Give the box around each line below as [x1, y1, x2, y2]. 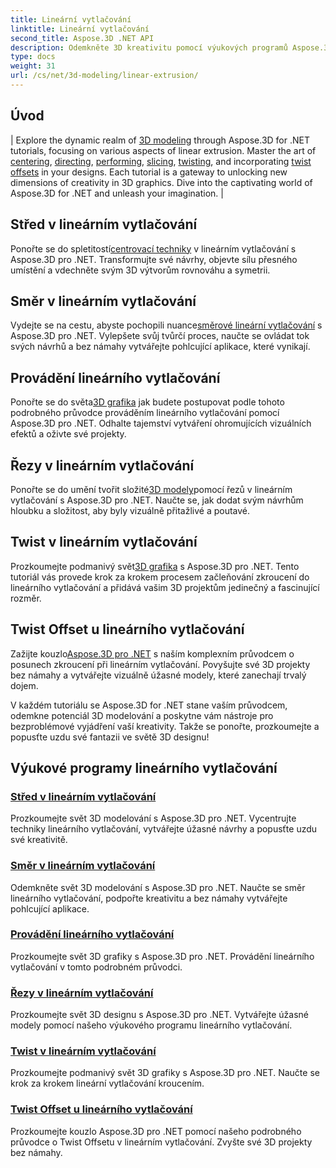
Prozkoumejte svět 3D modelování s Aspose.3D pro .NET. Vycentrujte [10, 812, 297, 825]
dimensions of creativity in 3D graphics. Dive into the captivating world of [10, 176, 313, 188]
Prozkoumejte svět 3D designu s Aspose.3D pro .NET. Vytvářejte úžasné [10, 1009, 310, 1021]
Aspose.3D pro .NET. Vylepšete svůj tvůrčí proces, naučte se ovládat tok [10, 330, 310, 342]
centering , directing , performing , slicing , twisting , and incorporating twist [10, 155, 312, 167]
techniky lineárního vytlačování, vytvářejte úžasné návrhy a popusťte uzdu [10, 823, 318, 835]
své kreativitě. [10, 834, 68, 846]
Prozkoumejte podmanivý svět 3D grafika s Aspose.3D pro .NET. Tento [10, 560, 300, 572]
